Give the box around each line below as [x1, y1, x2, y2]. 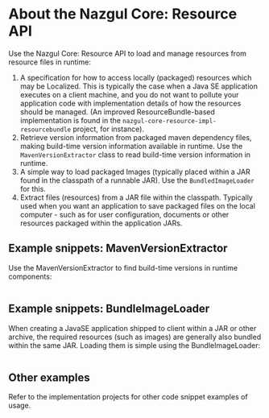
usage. [8, 400, 31, 411]
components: [8, 271, 52, 281]
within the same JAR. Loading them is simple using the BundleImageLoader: [8, 340, 260, 350]
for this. [19, 184, 46, 193]
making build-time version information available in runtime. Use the [19, 141, 243, 151]
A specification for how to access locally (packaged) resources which [19, 72, 252, 82]
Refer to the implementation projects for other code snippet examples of [8, 392, 248, 402]
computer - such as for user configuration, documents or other [19, 209, 230, 219]
